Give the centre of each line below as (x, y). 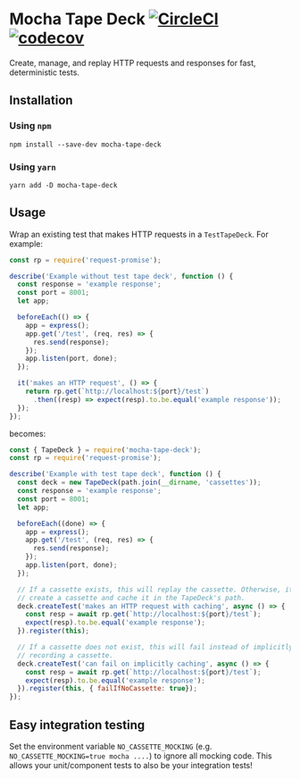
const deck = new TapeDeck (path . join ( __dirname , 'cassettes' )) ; (139, 482)
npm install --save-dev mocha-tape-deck (86, 144)
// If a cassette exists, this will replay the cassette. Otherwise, (149, 590)
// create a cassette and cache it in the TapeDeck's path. (131, 598)
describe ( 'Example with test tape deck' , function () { (115, 474)
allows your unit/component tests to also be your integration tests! (131, 766)
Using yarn (33, 167)
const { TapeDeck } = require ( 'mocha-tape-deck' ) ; (105, 450)
